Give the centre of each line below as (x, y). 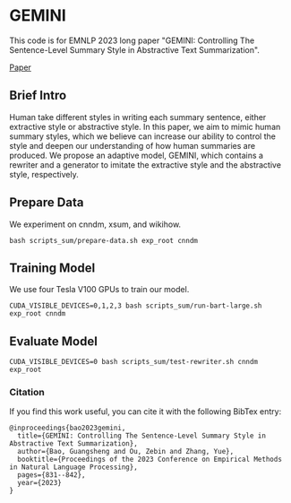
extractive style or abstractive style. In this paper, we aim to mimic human (145, 126)
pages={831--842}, (52, 475)
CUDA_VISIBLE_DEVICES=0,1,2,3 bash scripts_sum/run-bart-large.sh (136, 306)
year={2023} (40, 483)
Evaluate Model (54, 341)
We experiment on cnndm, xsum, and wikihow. (95, 224)
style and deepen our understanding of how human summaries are (133, 145)
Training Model (52, 268)
